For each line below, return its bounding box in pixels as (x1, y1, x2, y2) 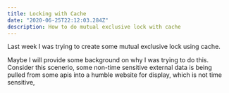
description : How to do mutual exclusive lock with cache (7, 23, 181, 30)
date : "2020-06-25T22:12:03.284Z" (7, 17, 109, 24)
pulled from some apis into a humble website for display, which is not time (7, 71, 223, 79)
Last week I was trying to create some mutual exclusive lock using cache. (7, 43, 221, 51)
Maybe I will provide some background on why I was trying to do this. (7, 56, 209, 64)
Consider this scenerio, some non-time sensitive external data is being (7, 64, 213, 72)
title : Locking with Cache (7, 10, 87, 17)
